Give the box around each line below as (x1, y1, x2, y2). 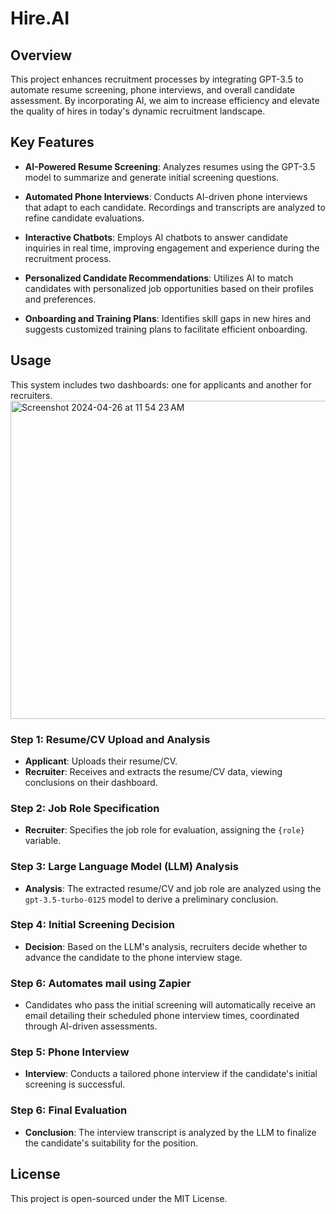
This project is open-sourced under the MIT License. (10, 1192, 228, 1204)
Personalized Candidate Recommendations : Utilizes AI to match (24, 272, 294, 284)
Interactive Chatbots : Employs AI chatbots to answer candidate (24, 231, 288, 243)
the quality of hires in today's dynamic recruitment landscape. (10, 105, 266, 117)
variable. (24, 835, 62, 847)
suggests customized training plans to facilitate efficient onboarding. (24, 323, 308, 335)
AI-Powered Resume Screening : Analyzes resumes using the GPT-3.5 (24, 160, 316, 172)
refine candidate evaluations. (24, 212, 145, 224)
